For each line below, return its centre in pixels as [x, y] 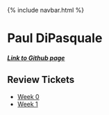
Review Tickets [41, 80]
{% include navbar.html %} [46, 10]
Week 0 [28, 96]
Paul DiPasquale [55, 38]
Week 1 [27, 104]
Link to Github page [36, 58]
